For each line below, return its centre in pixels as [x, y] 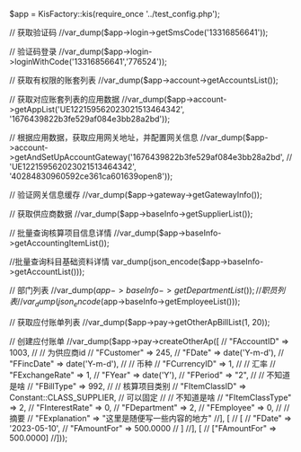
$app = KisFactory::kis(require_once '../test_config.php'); [115, 14]
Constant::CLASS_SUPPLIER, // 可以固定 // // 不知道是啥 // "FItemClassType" [150, 397]
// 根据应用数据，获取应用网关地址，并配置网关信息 [104, 137]
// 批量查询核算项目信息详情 [61, 233]
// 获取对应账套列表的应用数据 [65, 99]
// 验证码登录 [33, 51]
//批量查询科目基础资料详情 [60, 261]
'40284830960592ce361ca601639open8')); [91, 176]
